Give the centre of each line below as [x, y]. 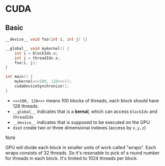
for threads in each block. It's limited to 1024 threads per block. [72, 158]
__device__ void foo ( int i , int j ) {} [46, 39]
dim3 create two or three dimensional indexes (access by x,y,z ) [79, 127]
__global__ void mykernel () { [37, 48]
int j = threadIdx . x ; [37, 58]
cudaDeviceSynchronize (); [42, 86]
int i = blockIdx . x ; [36, 53]
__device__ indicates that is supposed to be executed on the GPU [81, 122]
